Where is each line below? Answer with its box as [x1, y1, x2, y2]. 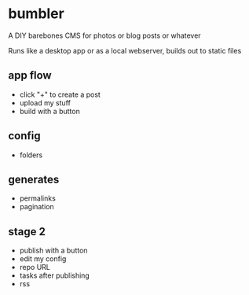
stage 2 [8, 225, 46, 238]
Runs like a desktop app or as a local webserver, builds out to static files [8, 46, 242, 55]
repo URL [19, 263, 51, 272]
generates [8, 172, 60, 186]
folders [19, 150, 43, 160]
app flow [8, 68, 53, 83]
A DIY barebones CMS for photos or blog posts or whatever [8, 31, 202, 40]
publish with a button [19, 245, 88, 256]
